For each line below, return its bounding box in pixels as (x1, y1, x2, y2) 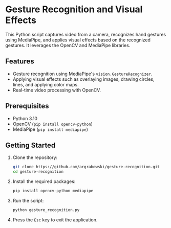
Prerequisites (5, 102, 49, 110)
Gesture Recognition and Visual (5, 4, 143, 15)
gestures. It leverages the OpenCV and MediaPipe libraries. (5, 42, 131, 48)
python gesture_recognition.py (12, 208, 80, 213)
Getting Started (5, 141, 56, 149)
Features (5, 57, 34, 66)
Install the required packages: (12, 178, 76, 185)
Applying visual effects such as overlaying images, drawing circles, (12, 76, 155, 82)
